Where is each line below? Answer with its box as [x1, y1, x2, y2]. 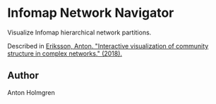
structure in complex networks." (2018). [7, 49, 122, 58]
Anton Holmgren [7, 88, 55, 96]
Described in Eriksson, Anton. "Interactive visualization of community [7, 41, 209, 50]
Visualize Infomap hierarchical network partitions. [7, 28, 152, 37]
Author [7, 70, 39, 82]
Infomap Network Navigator [7, 5, 174, 21]
